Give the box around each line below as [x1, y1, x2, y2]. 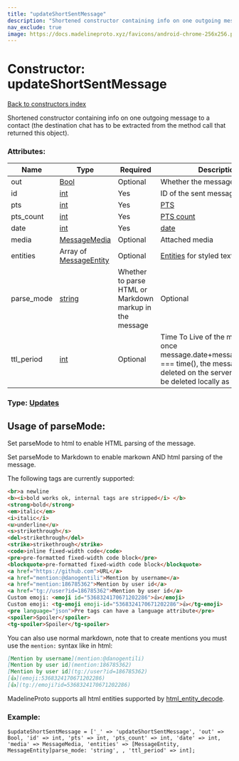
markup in [117, 302, 152, 312]
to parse [117, 276, 146, 286]
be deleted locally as [160, 377, 230, 387]
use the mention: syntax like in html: [7, 641, 112, 650]
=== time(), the [160, 359, 211, 369]
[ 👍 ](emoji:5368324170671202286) [7, 675, 105, 682]
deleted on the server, [160, 368, 235, 378]
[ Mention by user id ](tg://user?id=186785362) [7, 668, 148, 675]
